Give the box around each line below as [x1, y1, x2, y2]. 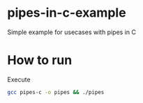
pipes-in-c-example [7, 5, 127, 21]
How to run [7, 52, 73, 68]
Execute [7, 75, 31, 84]
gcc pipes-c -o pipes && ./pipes [7, 88, 105, 95]
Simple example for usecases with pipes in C [7, 28, 136, 36]
